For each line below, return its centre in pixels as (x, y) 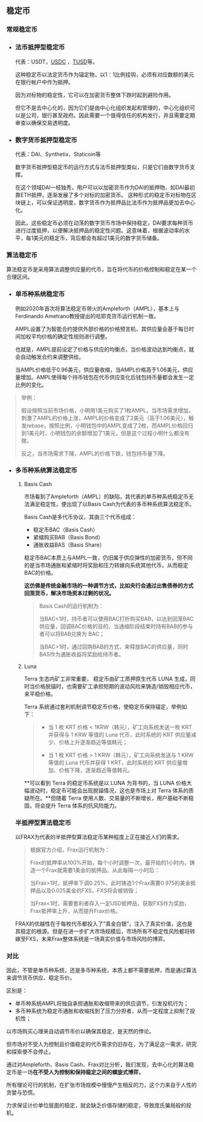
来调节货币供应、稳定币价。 (41, 978)
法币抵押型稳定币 (40, 47)
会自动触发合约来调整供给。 (50, 357)
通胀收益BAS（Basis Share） (69, 545)
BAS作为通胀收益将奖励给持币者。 (82, 654)
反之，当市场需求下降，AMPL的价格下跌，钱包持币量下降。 (95, 453)
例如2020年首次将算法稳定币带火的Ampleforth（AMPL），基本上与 (97, 308)
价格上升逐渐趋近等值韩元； (93, 742)
